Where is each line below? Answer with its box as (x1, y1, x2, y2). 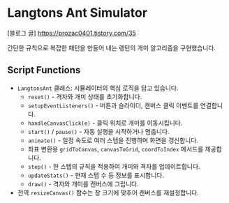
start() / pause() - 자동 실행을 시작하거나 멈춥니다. (27, 127, 170, 135)
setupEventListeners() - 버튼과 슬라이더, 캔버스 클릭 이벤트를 (27, 101, 199, 110)
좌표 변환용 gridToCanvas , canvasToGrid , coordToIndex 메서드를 (27, 144, 204, 153)
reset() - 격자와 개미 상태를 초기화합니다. (27, 92, 142, 100)
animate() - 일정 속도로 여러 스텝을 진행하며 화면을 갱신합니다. (27, 136, 199, 144)
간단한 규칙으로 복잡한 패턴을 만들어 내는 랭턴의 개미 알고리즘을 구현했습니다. (7, 43, 216, 52)
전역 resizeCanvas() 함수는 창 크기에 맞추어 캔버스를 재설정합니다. (17, 188, 199, 197)
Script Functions (7, 64, 81, 76)
